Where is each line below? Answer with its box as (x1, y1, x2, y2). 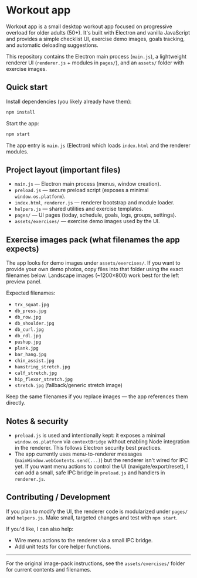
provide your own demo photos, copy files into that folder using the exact (6, 266, 184, 273)
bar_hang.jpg (14, 352, 47, 358)
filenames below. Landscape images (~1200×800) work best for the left (6, 272, 179, 279)
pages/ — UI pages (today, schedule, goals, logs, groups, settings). (14, 211, 177, 218)
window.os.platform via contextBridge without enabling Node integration (14, 437, 190, 445)
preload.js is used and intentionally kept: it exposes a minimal (14, 432, 165, 439)
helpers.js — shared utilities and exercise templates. (14, 206, 144, 213)
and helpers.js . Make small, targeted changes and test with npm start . (6, 514, 178, 521)
